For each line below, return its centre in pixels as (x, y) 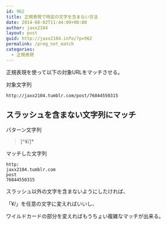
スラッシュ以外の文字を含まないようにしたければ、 (67, 191)
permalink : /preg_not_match (40, 44)
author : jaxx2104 (27, 28)
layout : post (22, 33)
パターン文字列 (24, 130)
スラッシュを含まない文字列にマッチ (71, 115)
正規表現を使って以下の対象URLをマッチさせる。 (65, 72)
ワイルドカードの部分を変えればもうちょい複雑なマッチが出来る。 (85, 216)
